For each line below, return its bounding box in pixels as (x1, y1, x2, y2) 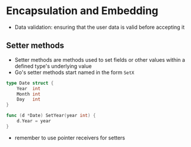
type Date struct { (6, 80, 54, 86)
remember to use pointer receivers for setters (14, 134, 125, 141)
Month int (16, 91, 41, 97)
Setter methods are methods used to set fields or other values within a (14, 56, 185, 63)
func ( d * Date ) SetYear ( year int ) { (6, 113, 96, 119)
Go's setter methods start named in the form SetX (14, 69, 135, 76)
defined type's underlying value (14, 62, 92, 69)
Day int (16, 96, 41, 102)
